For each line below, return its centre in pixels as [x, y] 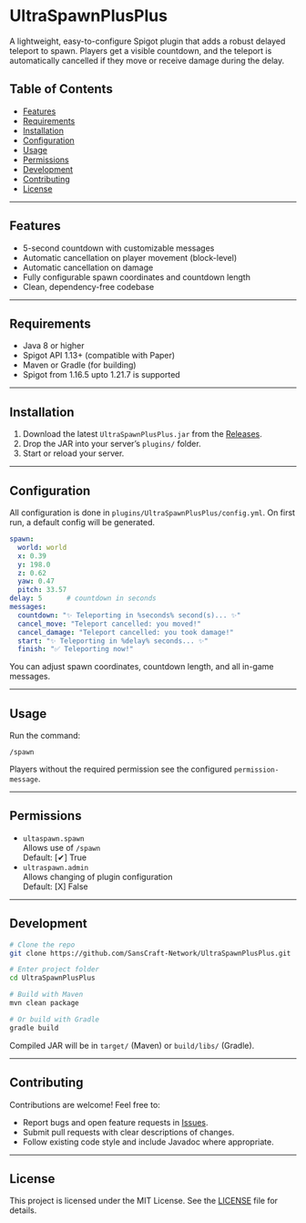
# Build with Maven [46, 995]
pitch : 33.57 [42, 590]
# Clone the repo [42, 945]
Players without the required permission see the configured [121, 769]
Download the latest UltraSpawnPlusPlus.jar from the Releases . [142, 434]
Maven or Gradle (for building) [79, 365]
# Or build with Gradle [55, 1019]
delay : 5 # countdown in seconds [83, 598]
